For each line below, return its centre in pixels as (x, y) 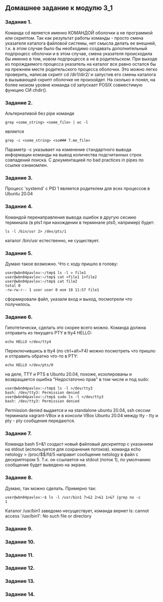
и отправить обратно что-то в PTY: (41, 356)
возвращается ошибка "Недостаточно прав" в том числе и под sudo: (77, 379)
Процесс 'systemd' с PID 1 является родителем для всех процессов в (78, 189)
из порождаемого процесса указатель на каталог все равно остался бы (81, 64)
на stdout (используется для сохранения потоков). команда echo (73, 449)
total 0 (13, 286)
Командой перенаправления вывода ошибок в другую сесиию (71, 217)
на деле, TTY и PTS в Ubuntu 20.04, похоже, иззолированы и (69, 374)
